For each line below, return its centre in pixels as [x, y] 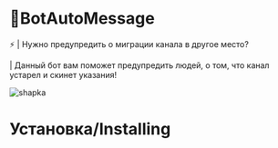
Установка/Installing [90, 129]
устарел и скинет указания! [63, 74]
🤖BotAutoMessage [82, 19]
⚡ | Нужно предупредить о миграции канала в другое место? [129, 44]
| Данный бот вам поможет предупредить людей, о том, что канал [139, 65]
